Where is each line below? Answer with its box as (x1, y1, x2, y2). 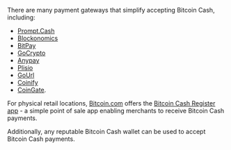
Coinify (17, 78, 38, 86)
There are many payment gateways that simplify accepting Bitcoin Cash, (7, 6, 215, 14)
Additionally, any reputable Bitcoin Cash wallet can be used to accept (7, 128, 206, 135)
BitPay (17, 42, 36, 49)
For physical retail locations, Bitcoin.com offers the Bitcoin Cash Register (7, 99, 216, 107)
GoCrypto (17, 49, 46, 57)
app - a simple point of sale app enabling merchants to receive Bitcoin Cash (7, 107, 225, 115)
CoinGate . (17, 86, 47, 94)
